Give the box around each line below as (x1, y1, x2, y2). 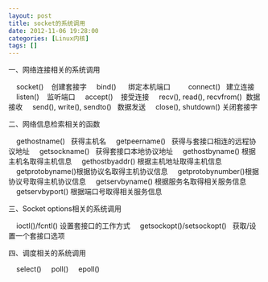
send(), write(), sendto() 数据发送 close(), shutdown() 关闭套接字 (31, 102, 258, 112)
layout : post (8, 11, 52, 20)
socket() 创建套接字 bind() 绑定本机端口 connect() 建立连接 (15, 82, 255, 92)
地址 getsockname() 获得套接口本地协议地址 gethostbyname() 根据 (14, 147, 256, 156)
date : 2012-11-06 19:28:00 (8, 27, 99, 35)
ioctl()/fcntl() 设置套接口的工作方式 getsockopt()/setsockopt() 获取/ (15, 221, 249, 230)
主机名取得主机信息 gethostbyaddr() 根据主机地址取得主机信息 (8, 156, 223, 166)
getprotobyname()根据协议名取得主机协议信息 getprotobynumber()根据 (15, 167, 259, 176)
